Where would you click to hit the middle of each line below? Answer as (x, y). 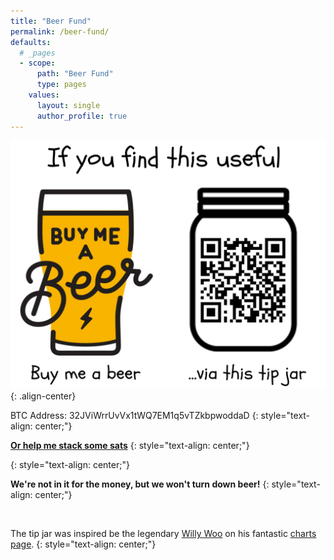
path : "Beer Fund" (75, 74)
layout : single (68, 105)
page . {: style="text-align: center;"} (83, 544)
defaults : (31, 42)
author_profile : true (82, 116)
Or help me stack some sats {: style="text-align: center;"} (130, 446)
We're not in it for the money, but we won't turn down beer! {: (140, 484)
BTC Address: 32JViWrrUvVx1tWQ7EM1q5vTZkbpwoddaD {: (134, 416)
